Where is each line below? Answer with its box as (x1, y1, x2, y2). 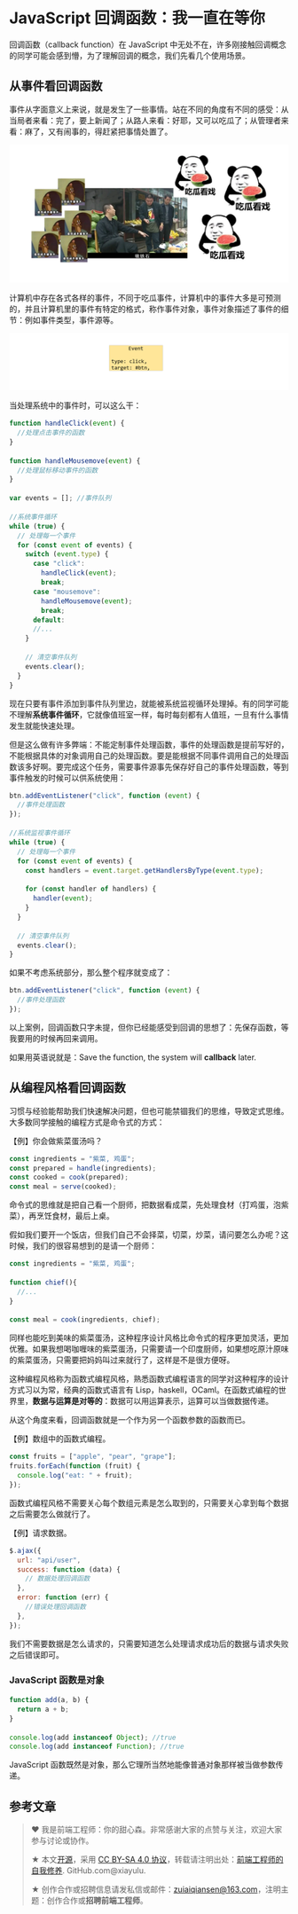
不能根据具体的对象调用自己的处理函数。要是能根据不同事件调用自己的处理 (9, 750, 281, 761)
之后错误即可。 (9, 1649, 64, 1659)
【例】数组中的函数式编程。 (9, 1433, 111, 1444)
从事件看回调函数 (9, 79, 103, 94)
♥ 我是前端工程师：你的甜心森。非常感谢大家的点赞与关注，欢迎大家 (30, 1824, 283, 1835)
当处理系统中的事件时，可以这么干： (9, 400, 142, 411)
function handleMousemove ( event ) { (9, 456, 141, 466)
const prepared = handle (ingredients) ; (9, 1164, 157, 1173)
